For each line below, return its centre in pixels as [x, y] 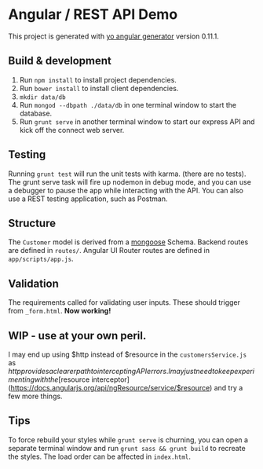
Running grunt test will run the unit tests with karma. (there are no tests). [127, 174]
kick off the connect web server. [72, 130]
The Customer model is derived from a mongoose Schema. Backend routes [128, 242]
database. [36, 113]
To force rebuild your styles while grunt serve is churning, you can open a [128, 440]
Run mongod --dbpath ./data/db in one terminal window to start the [128, 104]
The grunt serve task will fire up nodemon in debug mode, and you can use [130, 181]
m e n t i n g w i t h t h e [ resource [49, 379]
